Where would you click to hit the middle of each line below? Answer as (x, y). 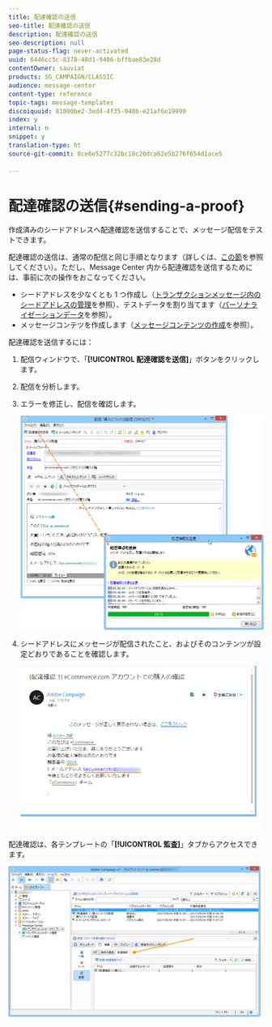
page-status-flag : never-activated (68, 51)
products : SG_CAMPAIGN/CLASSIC (61, 77)
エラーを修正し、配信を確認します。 (80, 404)
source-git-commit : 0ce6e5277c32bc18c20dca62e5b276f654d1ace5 (115, 154)
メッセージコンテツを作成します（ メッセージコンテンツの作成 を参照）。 (139, 325)
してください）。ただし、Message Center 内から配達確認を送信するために (131, 267)
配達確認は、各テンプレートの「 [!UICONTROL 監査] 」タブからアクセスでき (133, 844)
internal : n (28, 128)
